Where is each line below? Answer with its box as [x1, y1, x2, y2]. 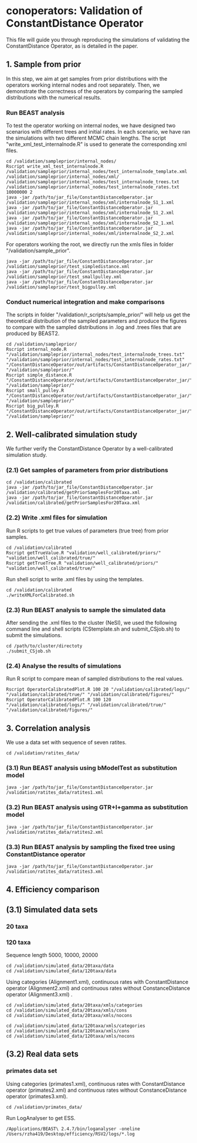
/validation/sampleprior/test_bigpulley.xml [6, 284, 117, 290]
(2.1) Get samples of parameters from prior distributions [6, 466, 168, 475]
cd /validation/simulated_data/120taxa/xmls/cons [6, 1028, 130, 1034]
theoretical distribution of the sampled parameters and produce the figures [6, 317, 187, 324]
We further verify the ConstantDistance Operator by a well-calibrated [6, 445, 174, 452]
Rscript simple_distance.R [6, 372, 72, 378]
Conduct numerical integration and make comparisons [6, 297, 165, 306]
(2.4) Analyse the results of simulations [6, 661, 121, 670]
